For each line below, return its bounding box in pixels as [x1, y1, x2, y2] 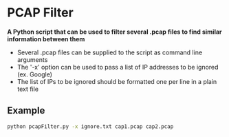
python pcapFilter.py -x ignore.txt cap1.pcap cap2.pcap [7, 123, 174, 130]
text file [17, 85, 39, 93]
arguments [17, 55, 48, 63]
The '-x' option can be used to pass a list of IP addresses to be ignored [17, 63, 219, 71]
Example [7, 105, 45, 116]
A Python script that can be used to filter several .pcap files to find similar [7, 28, 222, 36]
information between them [7, 34, 85, 43]
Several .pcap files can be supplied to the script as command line [17, 48, 203, 56]
